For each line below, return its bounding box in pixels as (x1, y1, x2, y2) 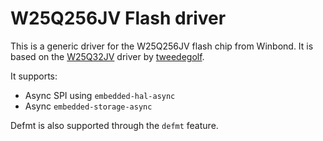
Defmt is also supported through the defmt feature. (10, 119, 219, 131)
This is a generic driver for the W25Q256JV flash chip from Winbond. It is (10, 40, 314, 52)
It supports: (10, 70, 58, 82)
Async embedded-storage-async (24, 100, 153, 112)
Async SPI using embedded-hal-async (24, 89, 176, 101)
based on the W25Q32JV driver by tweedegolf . (10, 50, 205, 62)
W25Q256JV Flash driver (10, 7, 227, 30)
